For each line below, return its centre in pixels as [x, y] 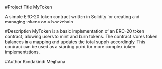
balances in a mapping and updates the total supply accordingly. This [75, 42]
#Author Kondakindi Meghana [35, 61]
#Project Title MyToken [29, 7]
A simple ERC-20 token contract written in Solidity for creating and [72, 16]
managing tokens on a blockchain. [40, 22]
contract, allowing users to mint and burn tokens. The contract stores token [81, 36]
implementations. [23, 52]
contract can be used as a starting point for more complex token [70, 47]
